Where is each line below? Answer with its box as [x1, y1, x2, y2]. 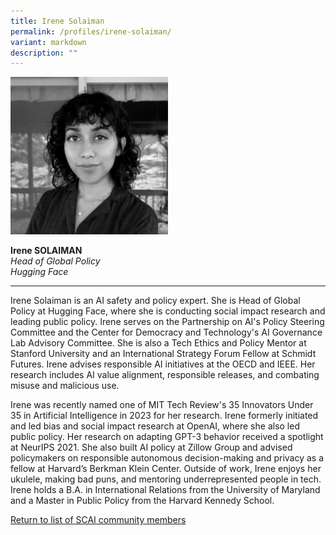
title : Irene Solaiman [10, 16, 105, 26]
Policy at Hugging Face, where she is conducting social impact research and [10, 305, 326, 317]
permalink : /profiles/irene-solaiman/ [10, 26, 172, 37]
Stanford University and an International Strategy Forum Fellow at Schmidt [10, 348, 317, 360]
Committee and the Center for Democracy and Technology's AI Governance [10, 326, 323, 339]
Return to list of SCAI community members [10, 514, 187, 526]
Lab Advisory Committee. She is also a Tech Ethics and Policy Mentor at [10, 337, 307, 349]
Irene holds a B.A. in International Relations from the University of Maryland [10, 484, 321, 496]
